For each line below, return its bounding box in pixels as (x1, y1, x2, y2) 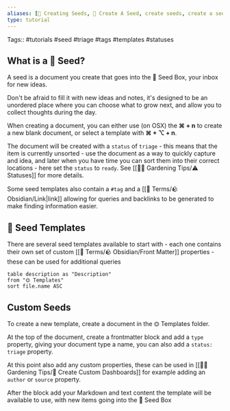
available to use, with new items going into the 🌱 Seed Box (7, 395, 172, 404)
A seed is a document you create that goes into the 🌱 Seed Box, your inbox (7, 73, 219, 82)
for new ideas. (7, 80, 48, 89)
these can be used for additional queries (7, 258, 121, 266)
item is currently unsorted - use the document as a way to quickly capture (7, 149, 216, 158)
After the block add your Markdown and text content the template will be (7, 388, 212, 397)
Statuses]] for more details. (7, 171, 84, 179)
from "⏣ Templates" (7, 277, 64, 284)
